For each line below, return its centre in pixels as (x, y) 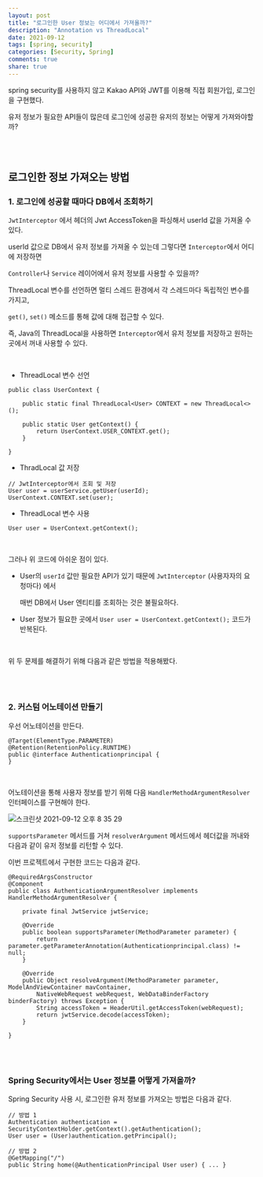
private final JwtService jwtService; (86, 911)
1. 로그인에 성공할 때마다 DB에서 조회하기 (80, 202)
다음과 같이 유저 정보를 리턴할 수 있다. (66, 845)
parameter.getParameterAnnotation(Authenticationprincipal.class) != (124, 946)
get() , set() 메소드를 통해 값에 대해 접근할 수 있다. (86, 316)
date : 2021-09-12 (37, 37)
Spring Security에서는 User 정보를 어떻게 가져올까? (102, 1080)
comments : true (33, 60)
